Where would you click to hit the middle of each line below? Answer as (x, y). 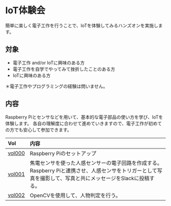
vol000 (17, 153)
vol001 (17, 174)
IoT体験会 (25, 10)
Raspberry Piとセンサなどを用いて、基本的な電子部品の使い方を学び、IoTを (84, 117)
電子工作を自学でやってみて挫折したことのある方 (64, 69)
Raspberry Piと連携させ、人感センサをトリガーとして (94, 170)
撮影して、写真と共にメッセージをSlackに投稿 (95, 178)
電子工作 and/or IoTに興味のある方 (49, 63)
